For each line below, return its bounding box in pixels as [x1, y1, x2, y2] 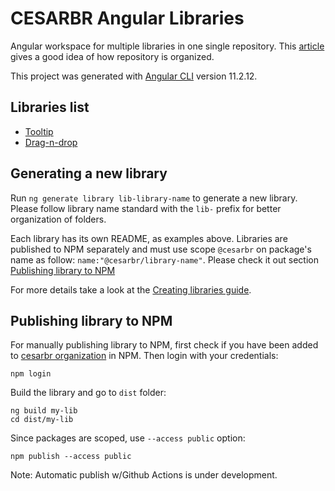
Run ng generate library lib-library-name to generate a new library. [10, 192, 298, 204]
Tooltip [24, 125, 54, 137]
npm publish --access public [10, 452, 132, 462]
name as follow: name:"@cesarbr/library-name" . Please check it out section [10, 253, 319, 266]
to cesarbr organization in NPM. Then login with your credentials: [10, 350, 279, 362]
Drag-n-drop [24, 136, 78, 148]
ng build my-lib [10, 406, 78, 416]
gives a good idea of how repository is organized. [10, 50, 215, 62]
